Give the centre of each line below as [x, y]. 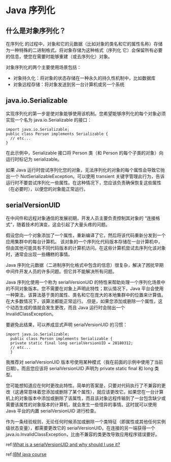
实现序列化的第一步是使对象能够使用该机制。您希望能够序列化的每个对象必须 [86, 113]
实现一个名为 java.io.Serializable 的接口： [49, 120]
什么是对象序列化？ [36, 31]
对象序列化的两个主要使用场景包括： [44, 67]
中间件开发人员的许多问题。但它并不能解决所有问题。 [61, 271]
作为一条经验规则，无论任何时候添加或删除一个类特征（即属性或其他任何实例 [86, 421]
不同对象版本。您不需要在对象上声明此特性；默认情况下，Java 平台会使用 [87, 288]
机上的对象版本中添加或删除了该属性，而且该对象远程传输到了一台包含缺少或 [86, 398]
